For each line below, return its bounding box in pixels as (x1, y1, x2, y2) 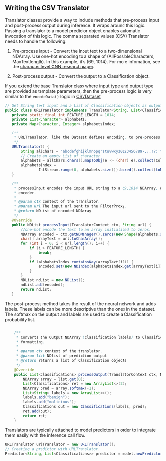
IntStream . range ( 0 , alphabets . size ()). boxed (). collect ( (38, 167, 156, 173)
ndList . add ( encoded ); (20, 282, 65, 287)
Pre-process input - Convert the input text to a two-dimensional (12, 48, 142, 54)
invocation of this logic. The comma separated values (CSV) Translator (5, 33, 149, 39)
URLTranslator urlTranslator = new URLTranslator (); (5, 442, 116, 447)
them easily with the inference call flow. (5, 432, 86, 438)
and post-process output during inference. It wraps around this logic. (5, 22, 146, 28)
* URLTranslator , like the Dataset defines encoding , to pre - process (14, 135, 161, 140)
